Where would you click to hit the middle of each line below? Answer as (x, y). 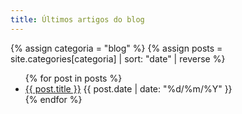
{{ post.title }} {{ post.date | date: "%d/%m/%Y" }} (128, 88)
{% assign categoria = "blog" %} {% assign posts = (116, 48)
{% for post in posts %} (73, 78)
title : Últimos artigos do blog (77, 19)
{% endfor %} (53, 99)
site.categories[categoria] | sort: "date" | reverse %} (118, 58)
